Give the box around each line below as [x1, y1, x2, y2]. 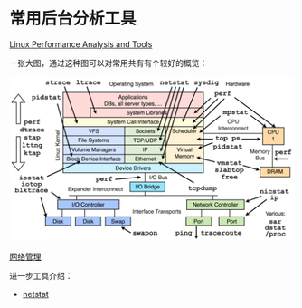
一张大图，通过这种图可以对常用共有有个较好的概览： [9, 57, 208, 68]
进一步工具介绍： [9, 271, 73, 282]
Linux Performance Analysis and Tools [9, 38, 153, 50]
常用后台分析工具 [9, 8, 137, 29]
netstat [22, 289, 50, 300]
